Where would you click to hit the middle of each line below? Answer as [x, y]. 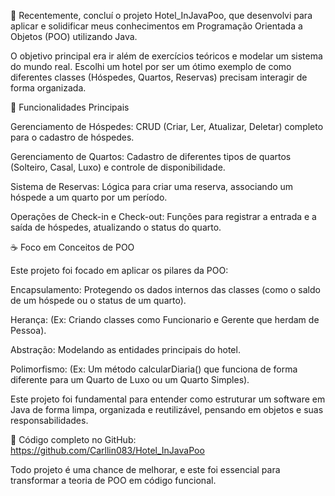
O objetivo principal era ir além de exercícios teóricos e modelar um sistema [166, 56]
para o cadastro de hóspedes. [72, 137]
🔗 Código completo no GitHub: [73, 439]
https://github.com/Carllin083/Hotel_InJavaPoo [107, 450]
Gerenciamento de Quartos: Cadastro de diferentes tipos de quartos [151, 156]
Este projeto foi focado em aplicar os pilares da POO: [119, 270]
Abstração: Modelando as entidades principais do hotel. [125, 349]
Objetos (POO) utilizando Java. [74, 36]
